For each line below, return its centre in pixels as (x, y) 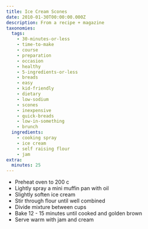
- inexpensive (34, 110)
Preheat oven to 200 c (42, 182)
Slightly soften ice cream (45, 195)
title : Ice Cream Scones (37, 12)
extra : (14, 160)
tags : (18, 34)
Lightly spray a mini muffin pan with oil (62, 188)
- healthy (29, 66)
